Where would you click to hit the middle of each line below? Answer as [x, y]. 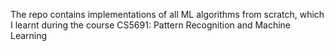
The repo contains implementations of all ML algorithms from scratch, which [167, 14]
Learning [29, 35]
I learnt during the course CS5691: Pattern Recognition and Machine [151, 25]
